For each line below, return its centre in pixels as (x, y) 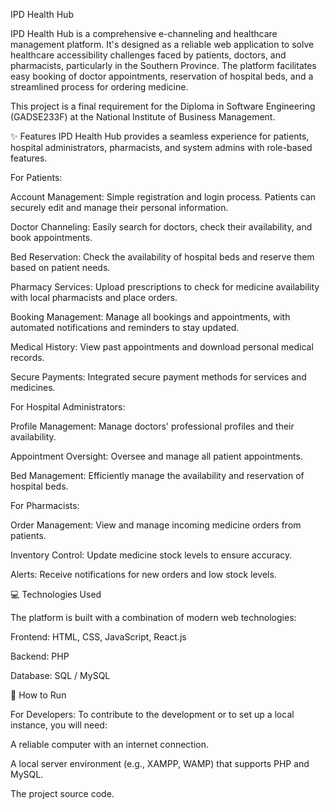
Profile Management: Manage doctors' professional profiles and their (152, 426)
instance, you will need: (59, 725)
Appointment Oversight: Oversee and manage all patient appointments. (156, 456)
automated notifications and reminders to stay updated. (125, 327)
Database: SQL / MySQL (60, 675)
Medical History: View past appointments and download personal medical (162, 347)
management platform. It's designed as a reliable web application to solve (162, 44)
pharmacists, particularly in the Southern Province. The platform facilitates (163, 65)
